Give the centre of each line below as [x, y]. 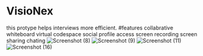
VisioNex [30, 11]
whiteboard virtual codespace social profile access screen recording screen [102, 34]
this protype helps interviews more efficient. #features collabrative [90, 28]
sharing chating [26, 40]
